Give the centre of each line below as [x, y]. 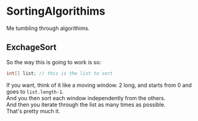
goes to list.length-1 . [35, 91]
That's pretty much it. [34, 111]
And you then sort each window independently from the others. [86, 98]
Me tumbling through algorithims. [48, 28]
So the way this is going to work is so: [54, 62]
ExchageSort [31, 47]
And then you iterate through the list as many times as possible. [86, 105]
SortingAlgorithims [56, 11]
